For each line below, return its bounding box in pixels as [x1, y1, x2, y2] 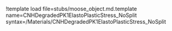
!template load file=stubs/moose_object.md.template [5, 5, 137, 12]
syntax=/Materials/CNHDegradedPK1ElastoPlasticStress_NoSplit [5, 18, 167, 25]
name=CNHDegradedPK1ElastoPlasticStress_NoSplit [5, 12, 137, 19]
